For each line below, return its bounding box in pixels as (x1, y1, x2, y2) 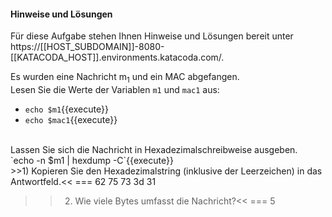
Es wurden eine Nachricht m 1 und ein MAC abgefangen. (10, 71, 240, 85)
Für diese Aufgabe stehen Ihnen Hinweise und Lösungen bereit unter (10, 30, 294, 42)
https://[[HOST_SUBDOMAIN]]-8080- (10, 41, 165, 53)
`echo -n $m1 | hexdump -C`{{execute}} (10, 155, 174, 166)
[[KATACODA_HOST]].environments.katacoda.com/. (10, 51, 225, 64)
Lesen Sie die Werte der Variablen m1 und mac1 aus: (10, 84, 220, 95)
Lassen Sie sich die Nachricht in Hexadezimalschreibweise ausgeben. (10, 144, 298, 155)
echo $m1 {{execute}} (24, 103, 109, 115)
